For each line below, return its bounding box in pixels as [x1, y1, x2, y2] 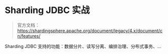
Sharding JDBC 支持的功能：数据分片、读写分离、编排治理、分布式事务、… [5, 43, 161, 49]
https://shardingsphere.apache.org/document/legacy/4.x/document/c [17, 27, 163, 33]
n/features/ [17, 33, 41, 39]
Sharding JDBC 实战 [5, 4, 90, 16]
